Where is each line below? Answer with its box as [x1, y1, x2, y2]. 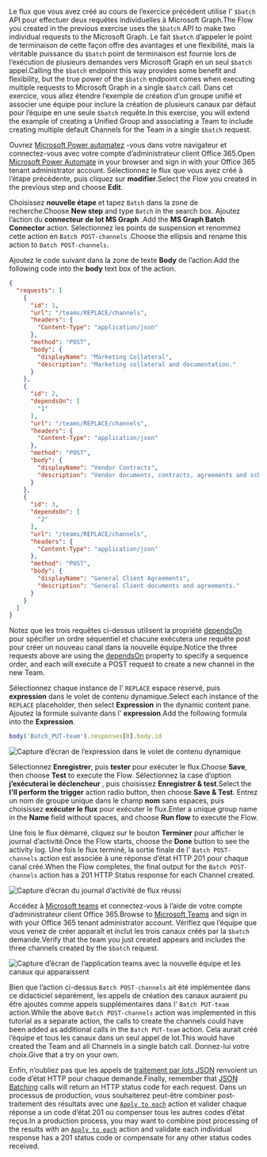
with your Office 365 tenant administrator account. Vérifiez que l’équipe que [9, 918, 257, 928]
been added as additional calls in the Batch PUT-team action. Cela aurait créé [9, 1024, 258, 1035]
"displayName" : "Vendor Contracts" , [37, 464, 158, 472]
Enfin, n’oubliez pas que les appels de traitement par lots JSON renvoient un [9, 1066, 257, 1075]
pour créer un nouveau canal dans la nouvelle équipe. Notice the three [9, 642, 238, 652]
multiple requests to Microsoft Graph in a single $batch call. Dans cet [9, 83, 233, 92]
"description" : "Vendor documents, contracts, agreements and [37, 471, 247, 479]
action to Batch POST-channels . [9, 240, 109, 249]
